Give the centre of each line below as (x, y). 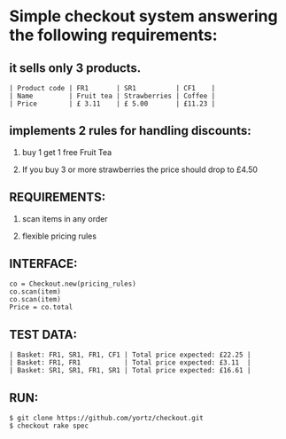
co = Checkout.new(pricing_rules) (73, 284)
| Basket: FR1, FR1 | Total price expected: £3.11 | (130, 363)
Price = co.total (41, 308)
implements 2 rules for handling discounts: (131, 131)
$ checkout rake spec (49, 426)
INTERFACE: (43, 264)
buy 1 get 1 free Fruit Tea (67, 152)
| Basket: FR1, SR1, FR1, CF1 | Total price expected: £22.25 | (130, 355)
